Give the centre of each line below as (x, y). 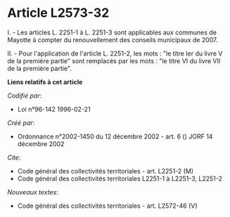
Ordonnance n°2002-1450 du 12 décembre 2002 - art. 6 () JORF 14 (115, 136)
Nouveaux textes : (33, 192)
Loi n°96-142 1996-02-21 (54, 109)
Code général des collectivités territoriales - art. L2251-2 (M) (106, 171)
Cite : (14, 157)
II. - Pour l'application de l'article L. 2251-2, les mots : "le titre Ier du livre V (115, 53)
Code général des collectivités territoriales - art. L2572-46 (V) (108, 206)
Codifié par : (25, 96)
